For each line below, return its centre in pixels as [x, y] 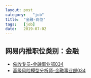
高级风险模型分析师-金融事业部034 [49, 70]
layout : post [19, 10]
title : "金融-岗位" [25, 19]
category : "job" [25, 15]
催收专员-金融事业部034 [38, 64]
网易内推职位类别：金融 [42, 51]
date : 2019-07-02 [26, 29]
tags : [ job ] [20, 24]
